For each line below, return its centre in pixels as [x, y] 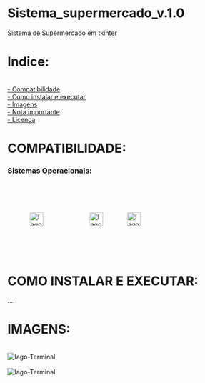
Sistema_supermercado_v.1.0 [96, 13]
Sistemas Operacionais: [50, 171]
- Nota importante [34, 111]
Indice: [29, 62]
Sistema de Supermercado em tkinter [62, 33]
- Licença [21, 119]
